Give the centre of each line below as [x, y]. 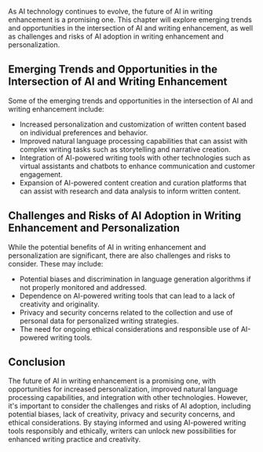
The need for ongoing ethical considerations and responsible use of [129, 329]
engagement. [41, 174]
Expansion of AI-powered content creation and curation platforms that [133, 182]
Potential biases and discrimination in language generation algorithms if [135, 279]
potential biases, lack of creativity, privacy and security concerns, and [122, 414]
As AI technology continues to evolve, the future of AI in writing [111, 11]
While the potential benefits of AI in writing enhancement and [107, 247]
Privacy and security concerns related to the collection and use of [126, 312]
